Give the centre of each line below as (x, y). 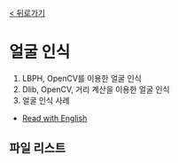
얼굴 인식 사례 (46, 100)
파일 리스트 (38, 148)
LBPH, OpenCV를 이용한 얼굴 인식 (81, 78)
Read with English (54, 118)
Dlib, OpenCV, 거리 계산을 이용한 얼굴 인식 (96, 89)
